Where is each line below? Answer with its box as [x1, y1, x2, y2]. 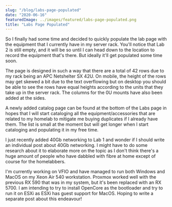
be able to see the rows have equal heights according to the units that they [5, 84, 163, 90]
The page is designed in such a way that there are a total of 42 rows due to [5, 68, 164, 74]
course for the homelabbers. [5, 159, 66, 165]
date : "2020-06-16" [5, 12, 47, 17]
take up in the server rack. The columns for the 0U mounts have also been [5, 89, 163, 96]
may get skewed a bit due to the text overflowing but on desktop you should [5, 79, 166, 85]
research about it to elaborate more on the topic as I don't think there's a [5, 147, 159, 154]
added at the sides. [5, 95, 46, 101]
